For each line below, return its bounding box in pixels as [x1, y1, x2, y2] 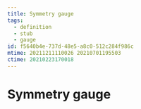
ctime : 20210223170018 [7, 56, 74, 63]
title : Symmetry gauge [7, 10, 74, 18]
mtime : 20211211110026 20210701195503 [7, 50, 121, 57]
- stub [13, 30, 33, 37]
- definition [13, 23, 52, 30]
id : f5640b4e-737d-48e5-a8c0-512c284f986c [7, 43, 134, 50]
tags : [7, 17, 23, 24]
